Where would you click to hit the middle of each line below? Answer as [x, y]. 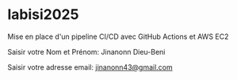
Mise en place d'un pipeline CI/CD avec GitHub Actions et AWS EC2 [118, 36]
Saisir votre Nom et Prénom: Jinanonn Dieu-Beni [86, 51]
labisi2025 [43, 15]
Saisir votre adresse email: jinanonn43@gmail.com [90, 67]
